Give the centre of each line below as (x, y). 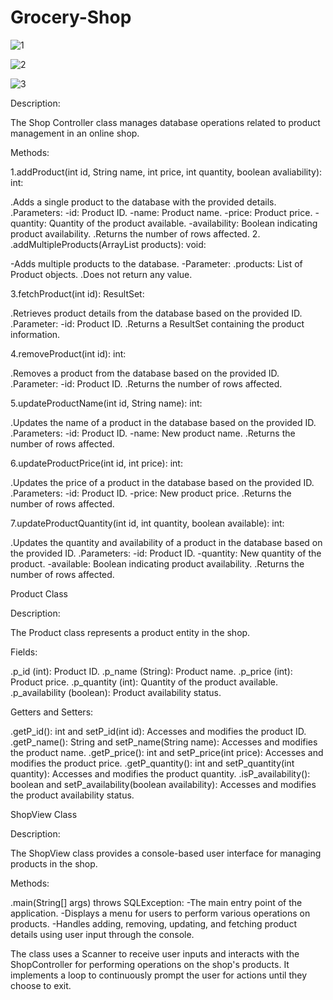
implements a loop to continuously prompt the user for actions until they (159, 975)
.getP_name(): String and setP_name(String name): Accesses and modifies (164, 742)
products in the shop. (54, 863)
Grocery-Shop (71, 17)
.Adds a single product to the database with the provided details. (143, 202)
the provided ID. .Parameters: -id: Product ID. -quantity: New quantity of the (166, 553)
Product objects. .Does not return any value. (101, 274)
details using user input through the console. (102, 934)
